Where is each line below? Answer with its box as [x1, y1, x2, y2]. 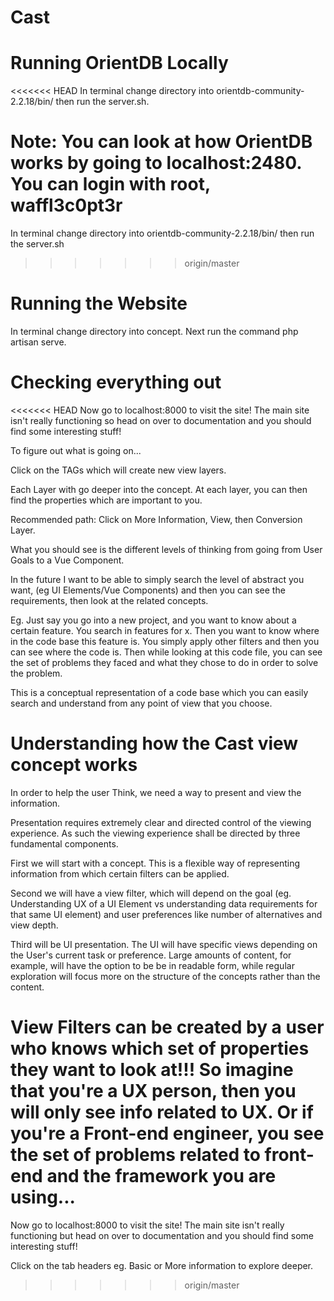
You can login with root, [10, 173, 211, 196]
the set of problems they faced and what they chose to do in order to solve [10, 656, 319, 668]
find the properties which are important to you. [10, 494, 203, 506]
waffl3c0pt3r [10, 194, 123, 217]
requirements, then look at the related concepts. [10, 594, 209, 606]
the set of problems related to [10, 1144, 261, 1166]
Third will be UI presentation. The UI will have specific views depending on [10, 938, 318, 950]
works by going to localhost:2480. [10, 152, 302, 175]
